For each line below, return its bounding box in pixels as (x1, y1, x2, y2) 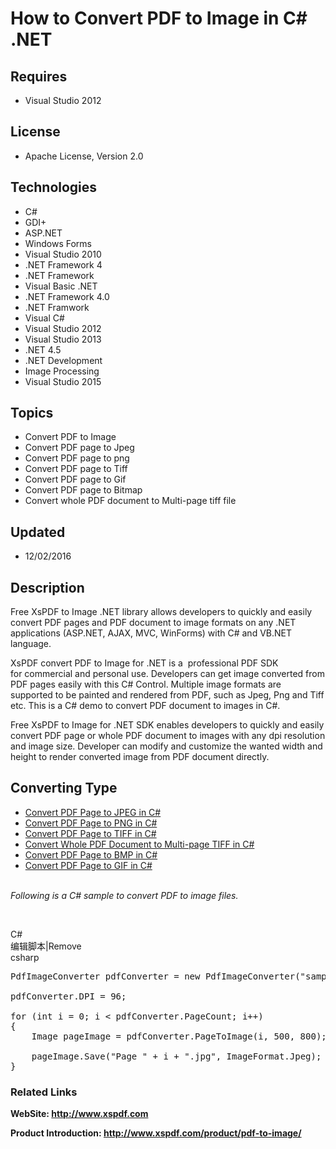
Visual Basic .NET (24, 280, 98, 292)
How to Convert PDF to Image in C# (10, 7, 308, 30)
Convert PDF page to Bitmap (24, 484, 143, 496)
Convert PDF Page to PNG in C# (24, 817, 158, 829)
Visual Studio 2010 (24, 248, 102, 260)
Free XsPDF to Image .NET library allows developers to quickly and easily (10, 606, 313, 618)
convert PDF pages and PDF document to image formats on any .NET (10, 617, 297, 629)
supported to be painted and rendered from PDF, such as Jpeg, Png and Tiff (10, 689, 325, 701)
